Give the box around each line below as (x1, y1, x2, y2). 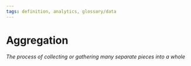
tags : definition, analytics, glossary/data (6, 8, 117, 15)
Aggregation (6, 33, 69, 47)
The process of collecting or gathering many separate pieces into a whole (6, 53, 186, 60)
